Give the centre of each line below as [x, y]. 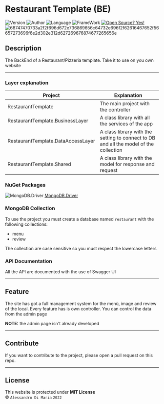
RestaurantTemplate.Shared [40, 164]
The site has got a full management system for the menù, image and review [81, 303]
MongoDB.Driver [61, 196]
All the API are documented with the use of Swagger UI [61, 272]
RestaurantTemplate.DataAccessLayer [51, 141]
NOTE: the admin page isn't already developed [52, 323]
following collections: [26, 224]
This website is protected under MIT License [50, 392]
